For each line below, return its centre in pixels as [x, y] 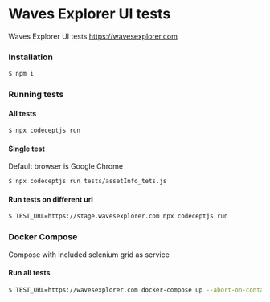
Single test [27, 149]
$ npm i [21, 74]
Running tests [36, 95]
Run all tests [29, 273]
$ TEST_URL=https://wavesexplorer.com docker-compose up [106, 290]
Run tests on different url [51, 199]
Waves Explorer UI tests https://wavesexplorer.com [93, 36]
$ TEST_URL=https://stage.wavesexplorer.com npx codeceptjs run [118, 216]
